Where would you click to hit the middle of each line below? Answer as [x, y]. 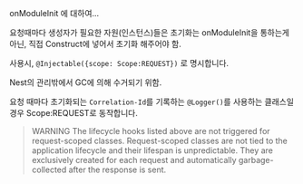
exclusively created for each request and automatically [134, 160]
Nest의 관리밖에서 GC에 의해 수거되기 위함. [86, 82]
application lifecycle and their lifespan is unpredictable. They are [152, 150]
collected [49, 169]
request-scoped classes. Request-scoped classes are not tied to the [160, 140]
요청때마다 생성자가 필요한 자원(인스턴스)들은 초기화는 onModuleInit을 [134, 33]
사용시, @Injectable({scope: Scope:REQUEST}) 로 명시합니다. [119, 63]
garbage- [256, 160]
